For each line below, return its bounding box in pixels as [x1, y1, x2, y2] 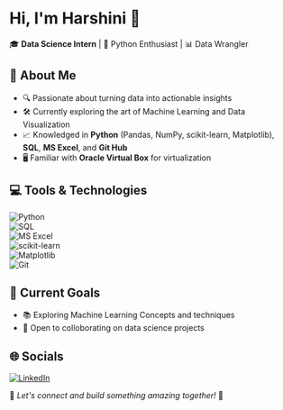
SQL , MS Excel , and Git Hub [22, 141, 128, 152]
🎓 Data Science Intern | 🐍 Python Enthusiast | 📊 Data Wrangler [9, 38, 249, 49]
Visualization [22, 119, 70, 130]
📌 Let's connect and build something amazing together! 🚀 [9, 390, 224, 401]
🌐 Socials [9, 349, 65, 364]
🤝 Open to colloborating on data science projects [22, 323, 205, 333]
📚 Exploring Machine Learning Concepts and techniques [22, 310, 236, 321]
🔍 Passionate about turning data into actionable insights [22, 92, 233, 103]
